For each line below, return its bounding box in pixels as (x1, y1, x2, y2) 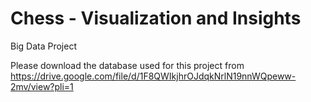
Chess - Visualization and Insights (10, 7, 302, 30)
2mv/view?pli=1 (10, 80, 74, 92)
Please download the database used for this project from (10, 59, 245, 71)
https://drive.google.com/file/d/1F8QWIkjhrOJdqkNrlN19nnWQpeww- (10, 70, 297, 82)
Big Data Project (10, 40, 77, 52)
